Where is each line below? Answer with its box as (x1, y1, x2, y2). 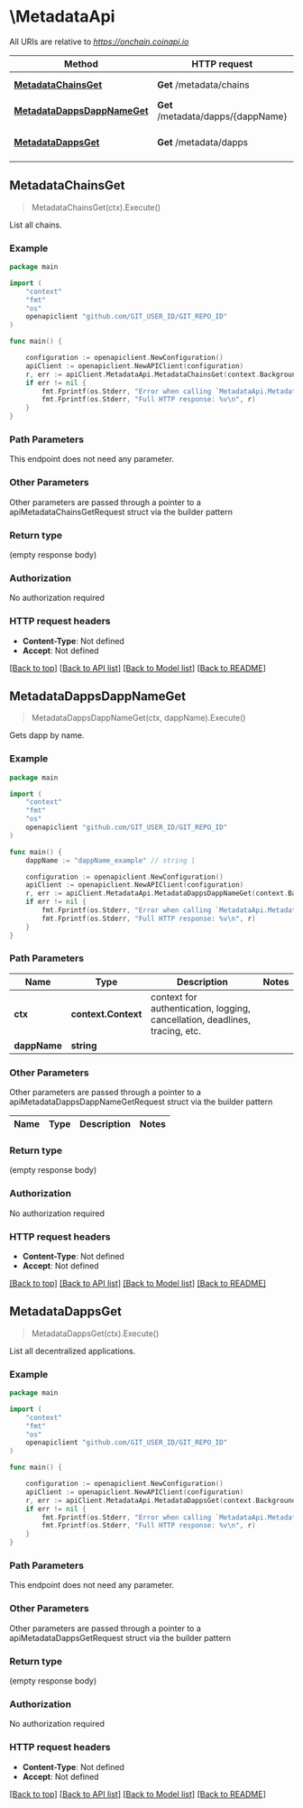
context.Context (70, 1008, 142, 1020)
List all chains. (9, 219, 63, 230)
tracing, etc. (150, 1024, 201, 1037)
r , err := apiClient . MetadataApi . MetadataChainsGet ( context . (25, 370, 260, 379)
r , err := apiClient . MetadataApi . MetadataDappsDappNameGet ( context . (25, 889, 289, 899)
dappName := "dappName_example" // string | (25, 855, 196, 865)
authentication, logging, (150, 1001, 251, 1014)
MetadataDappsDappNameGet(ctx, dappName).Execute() (31, 713, 246, 724)
